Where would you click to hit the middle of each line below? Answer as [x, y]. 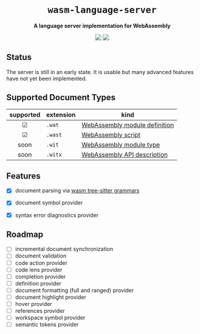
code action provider [41, 263]
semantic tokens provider [47, 325]
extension [61, 115]
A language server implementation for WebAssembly [102, 26]
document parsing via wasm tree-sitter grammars [77, 191]
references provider [40, 310]
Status [19, 57]
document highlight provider [50, 297]
